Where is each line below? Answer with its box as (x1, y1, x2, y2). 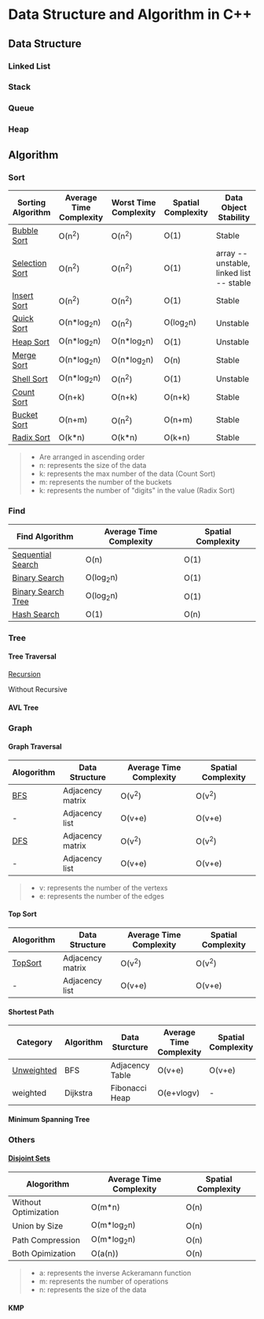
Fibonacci (110, 1083, 147, 1094)
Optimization (12, 1206, 60, 1217)
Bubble (12, 225, 38, 236)
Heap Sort (12, 336, 49, 347)
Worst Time (111, 197, 156, 208)
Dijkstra (64, 1087, 93, 1098)
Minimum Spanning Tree (8, 1114, 90, 1124)
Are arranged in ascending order (38, 452, 145, 462)
